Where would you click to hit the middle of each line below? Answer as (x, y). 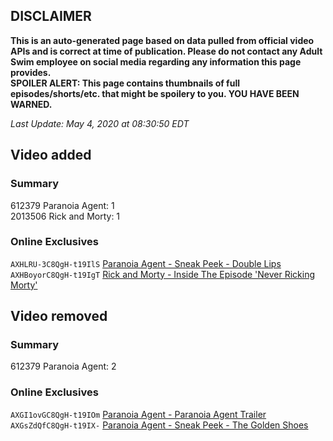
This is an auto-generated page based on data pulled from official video (162, 40)
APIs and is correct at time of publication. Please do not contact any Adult (166, 51)
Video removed (59, 316)
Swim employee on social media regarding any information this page (156, 61)
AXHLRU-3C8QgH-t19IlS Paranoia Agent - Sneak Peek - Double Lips (146, 263)
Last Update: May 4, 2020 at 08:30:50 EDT (100, 123)
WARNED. (31, 104)
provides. (31, 72)
